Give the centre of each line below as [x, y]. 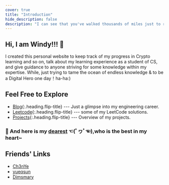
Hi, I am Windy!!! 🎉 [35, 44]
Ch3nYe [21, 166]
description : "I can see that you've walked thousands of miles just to [83, 24]
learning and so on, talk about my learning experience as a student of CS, [81, 62]
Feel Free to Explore [37, 94]
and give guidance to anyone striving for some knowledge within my [76, 67]
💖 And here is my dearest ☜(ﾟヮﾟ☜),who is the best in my [76, 131]
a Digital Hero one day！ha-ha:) [38, 78]
